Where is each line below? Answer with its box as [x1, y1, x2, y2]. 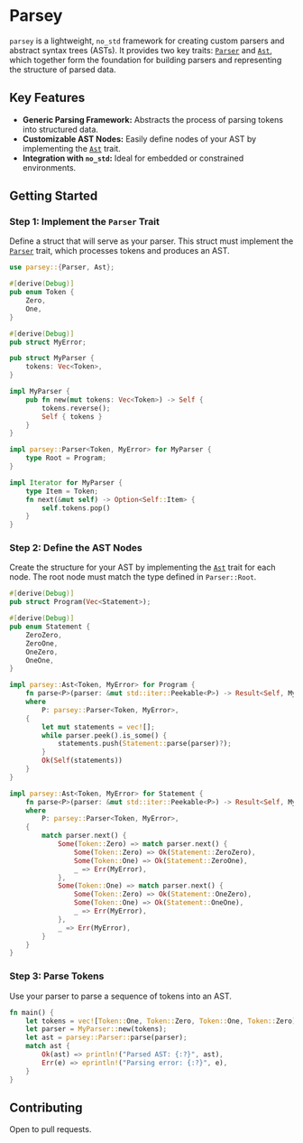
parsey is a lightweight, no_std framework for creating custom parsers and [9, 35, 285, 46]
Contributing [9, 1100, 83, 1115]
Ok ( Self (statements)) [41, 756, 124, 766]
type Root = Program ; [25, 453, 106, 463]
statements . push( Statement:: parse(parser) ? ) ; [57, 739, 232, 748]
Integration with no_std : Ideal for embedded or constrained [22, 153, 244, 163]
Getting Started [9, 189, 98, 204]
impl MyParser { [9, 387, 70, 396]
